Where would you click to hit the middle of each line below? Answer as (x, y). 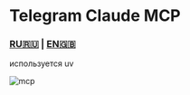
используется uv (42, 63)
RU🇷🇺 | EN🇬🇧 (43, 44)
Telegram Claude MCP (95, 16)
